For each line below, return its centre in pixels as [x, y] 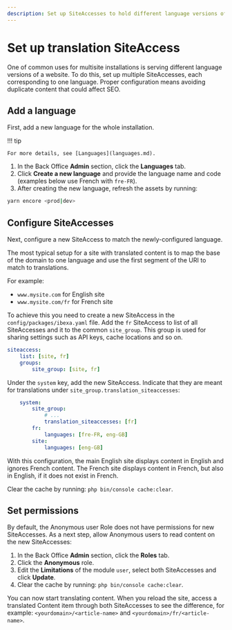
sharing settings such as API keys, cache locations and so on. [95, 337]
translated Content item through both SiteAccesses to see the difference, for [116, 606]
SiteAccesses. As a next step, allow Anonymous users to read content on [111, 534]
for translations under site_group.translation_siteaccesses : [94, 390]
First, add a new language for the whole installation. [80, 127]
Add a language [42, 110]
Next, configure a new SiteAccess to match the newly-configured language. [115, 240]
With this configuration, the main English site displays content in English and [116, 460]
